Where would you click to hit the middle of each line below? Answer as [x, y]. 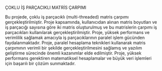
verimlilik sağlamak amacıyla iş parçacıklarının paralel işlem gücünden [75, 37]
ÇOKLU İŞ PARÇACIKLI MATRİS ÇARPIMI [46, 8]
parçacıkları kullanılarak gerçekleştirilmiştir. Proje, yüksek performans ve [77, 32]
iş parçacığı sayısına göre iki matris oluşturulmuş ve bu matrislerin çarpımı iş [81, 27]
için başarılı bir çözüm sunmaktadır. [40, 63]
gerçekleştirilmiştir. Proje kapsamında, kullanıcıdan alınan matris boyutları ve [81, 22]
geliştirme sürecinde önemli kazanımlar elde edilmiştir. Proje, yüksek [73, 53]
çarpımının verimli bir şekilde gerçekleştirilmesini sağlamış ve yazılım [73, 48]
